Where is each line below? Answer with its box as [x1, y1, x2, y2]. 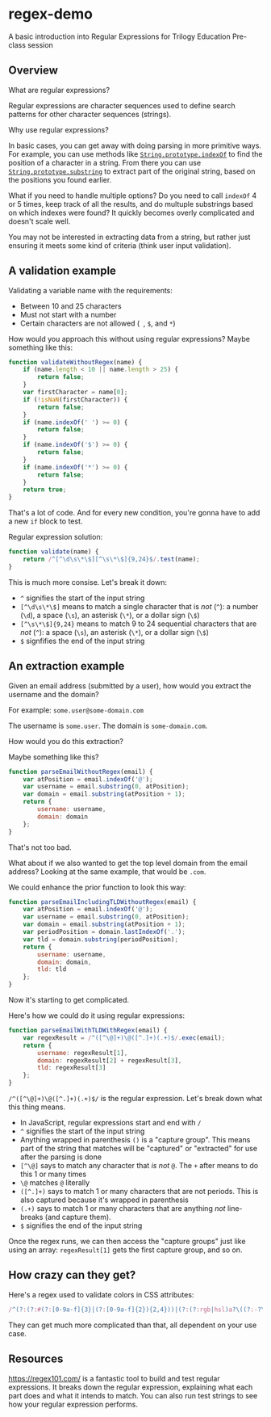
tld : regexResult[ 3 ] [37, 1064, 106, 1072]
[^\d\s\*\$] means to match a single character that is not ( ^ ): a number [19, 601, 259, 611]
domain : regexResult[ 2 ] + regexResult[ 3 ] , [37, 1056, 182, 1065]
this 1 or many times [19, 1169, 87, 1179]
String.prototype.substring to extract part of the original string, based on [8, 166, 256, 176]
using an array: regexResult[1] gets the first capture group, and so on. [8, 1245, 243, 1255]
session [27, 40, 54, 49]
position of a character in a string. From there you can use [8, 158, 202, 167]
